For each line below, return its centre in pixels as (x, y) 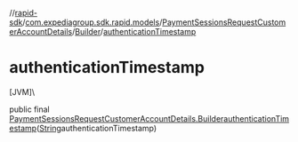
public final (30, 109)
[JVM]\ (22, 91)
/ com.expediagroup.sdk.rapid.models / (92, 22)
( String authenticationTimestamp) (97, 128)
